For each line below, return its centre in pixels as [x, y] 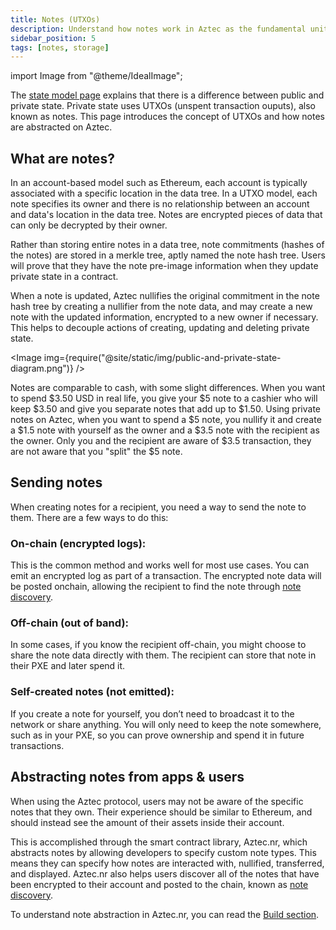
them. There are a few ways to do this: [89, 517]
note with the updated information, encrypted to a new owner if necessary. [164, 317]
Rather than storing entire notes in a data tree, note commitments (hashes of [167, 245]
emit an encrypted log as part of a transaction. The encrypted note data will [166, 576]
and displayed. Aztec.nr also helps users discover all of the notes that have [165, 873]
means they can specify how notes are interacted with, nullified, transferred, [167, 863]
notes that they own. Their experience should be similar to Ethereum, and [161, 812]
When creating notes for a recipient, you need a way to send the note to [158, 507]
